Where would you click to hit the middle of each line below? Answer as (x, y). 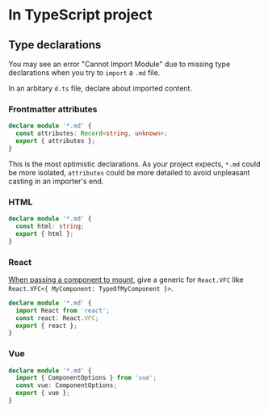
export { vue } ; (43, 393)
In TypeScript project (81, 15)
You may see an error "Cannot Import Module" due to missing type (119, 64)
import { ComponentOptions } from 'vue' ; (86, 378)
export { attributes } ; (55, 141)
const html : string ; (50, 226)
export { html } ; (45, 233)
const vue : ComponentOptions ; (66, 385)
